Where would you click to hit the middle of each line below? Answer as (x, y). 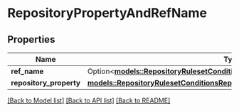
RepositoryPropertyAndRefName (107, 13)
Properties (31, 39)
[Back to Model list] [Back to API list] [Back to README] (89, 100)
